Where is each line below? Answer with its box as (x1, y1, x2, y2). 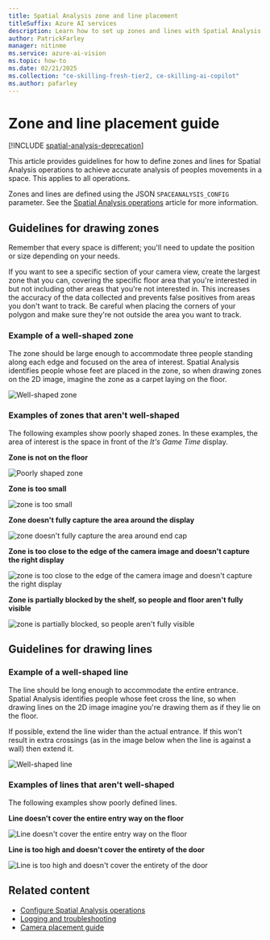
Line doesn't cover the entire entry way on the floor (8, 813, 184, 823)
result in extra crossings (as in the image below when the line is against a (8, 735, 251, 745)
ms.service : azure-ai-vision (8, 49, 106, 57)
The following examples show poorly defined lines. (8, 797, 177, 808)
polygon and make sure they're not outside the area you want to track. (8, 310, 242, 320)
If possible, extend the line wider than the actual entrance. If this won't (8, 726, 243, 736)
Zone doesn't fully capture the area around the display (8, 514, 195, 525)
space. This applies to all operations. (8, 174, 131, 183)
